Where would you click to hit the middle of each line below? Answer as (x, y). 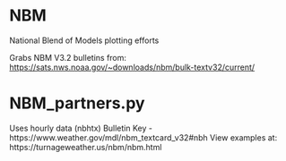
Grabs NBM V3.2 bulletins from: (68, 57)
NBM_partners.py (77, 103)
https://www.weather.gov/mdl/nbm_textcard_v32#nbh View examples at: (143, 137)
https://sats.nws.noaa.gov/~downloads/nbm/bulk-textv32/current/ (132, 67)
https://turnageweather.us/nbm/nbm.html (86, 147)
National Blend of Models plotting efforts (84, 40)
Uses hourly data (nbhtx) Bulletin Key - (81, 128)
